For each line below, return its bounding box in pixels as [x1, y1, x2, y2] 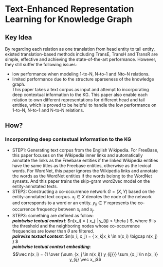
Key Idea [5, 33, 33, 41]
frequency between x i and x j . [36, 206, 95, 213]
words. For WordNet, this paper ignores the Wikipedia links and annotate [12, 168, 158, 173]
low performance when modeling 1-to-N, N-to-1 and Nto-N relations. [12, 71, 150, 76]
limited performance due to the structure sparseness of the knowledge [12, 76, 154, 82]
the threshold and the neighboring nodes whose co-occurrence [12, 223, 140, 229]
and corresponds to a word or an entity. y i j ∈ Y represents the [12, 200, 137, 207]
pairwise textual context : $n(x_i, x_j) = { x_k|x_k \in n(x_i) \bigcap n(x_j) [12, 233, 158, 239]
